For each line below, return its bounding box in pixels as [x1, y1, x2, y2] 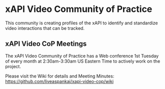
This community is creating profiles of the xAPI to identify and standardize [5, 20, 158, 26]
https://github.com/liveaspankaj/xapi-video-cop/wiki [5, 78, 114, 84]
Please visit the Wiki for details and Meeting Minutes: [5, 73, 114, 79]
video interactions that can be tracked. [5, 25, 85, 31]
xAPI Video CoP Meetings [5, 40, 87, 48]
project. [5, 63, 21, 69]
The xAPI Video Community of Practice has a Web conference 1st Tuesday [5, 53, 159, 59]
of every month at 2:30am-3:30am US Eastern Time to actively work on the [5, 58, 160, 64]
